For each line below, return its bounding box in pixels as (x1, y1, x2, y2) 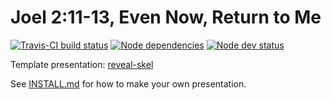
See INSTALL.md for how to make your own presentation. (10, 77, 247, 90)
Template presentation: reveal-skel (10, 58, 154, 70)
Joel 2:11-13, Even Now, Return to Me (10, 6, 322, 29)
